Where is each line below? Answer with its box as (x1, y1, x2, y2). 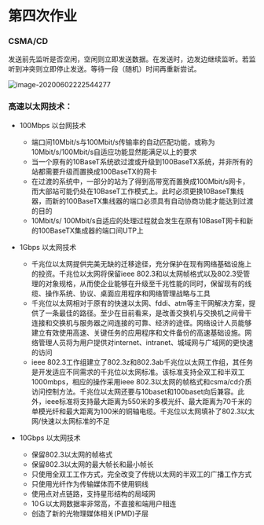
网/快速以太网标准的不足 (31, 416, 110, 425)
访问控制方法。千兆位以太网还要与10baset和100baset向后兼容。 (31, 387, 238, 396)
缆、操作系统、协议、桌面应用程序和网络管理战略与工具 (31, 288, 211, 298)
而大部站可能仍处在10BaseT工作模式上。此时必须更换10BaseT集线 (31, 186, 244, 196)
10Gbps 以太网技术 (19, 433, 81, 442)
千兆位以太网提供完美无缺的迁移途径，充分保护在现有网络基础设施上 (31, 259, 252, 268)
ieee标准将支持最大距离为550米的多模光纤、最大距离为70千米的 (45, 396, 252, 406)
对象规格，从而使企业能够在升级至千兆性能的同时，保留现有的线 (45, 278, 252, 288)
